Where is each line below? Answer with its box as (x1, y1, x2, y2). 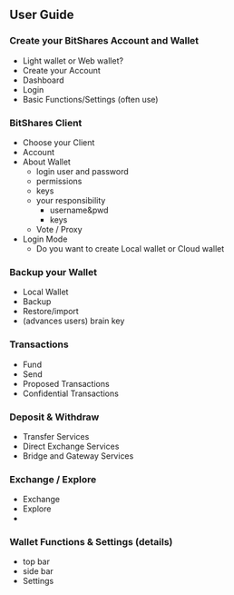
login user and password (35, 165, 129, 176)
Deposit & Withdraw (9, 411, 100, 423)
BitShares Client (9, 116, 83, 129)
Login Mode (22, 233, 68, 244)
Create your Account (22, 64, 102, 75)
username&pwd (49, 204, 109, 215)
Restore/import (22, 306, 79, 317)
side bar (22, 566, 54, 577)
